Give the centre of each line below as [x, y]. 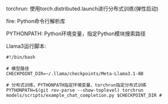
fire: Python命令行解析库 [36, 21]
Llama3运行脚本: [26, 46]
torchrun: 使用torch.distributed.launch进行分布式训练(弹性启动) [83, 9]
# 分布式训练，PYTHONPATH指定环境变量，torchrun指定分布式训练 [76, 85]
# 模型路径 [18, 69]
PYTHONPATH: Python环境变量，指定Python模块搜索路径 [76, 33]
